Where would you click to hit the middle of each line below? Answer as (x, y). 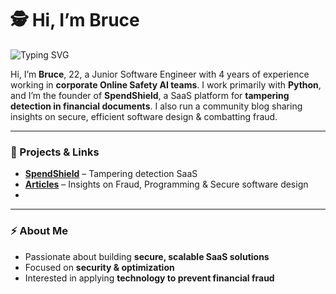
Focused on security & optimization (99, 267)
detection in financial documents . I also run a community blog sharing (156, 106)
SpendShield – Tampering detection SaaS (111, 174)
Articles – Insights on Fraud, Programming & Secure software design (166, 184)
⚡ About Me (39, 231)
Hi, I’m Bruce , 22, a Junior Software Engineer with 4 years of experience (160, 74)
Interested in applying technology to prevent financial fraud (149, 278)
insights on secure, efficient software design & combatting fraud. (144, 116)
